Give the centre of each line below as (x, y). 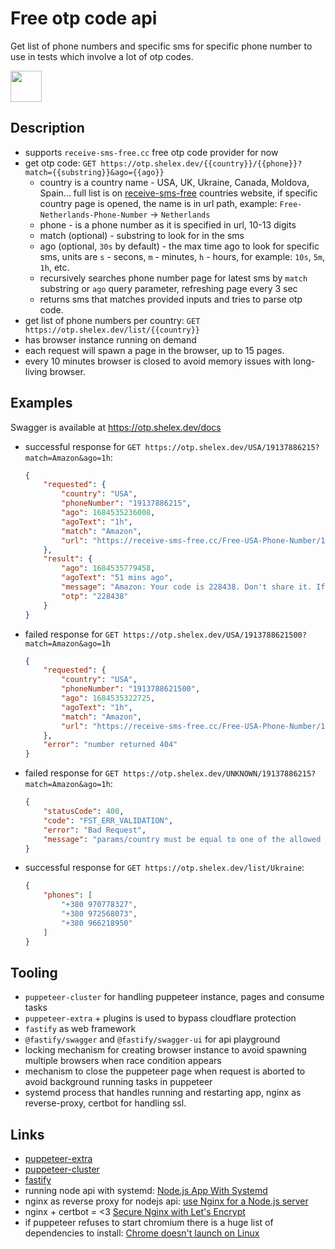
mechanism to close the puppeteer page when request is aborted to (165, 1071)
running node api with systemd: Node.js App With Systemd (146, 1191)
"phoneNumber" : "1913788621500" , (131, 689)
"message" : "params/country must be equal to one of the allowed (182, 839)
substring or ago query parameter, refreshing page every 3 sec (168, 288)
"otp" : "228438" (95, 596)
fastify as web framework (80, 1029)
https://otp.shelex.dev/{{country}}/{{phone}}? (201, 163)
